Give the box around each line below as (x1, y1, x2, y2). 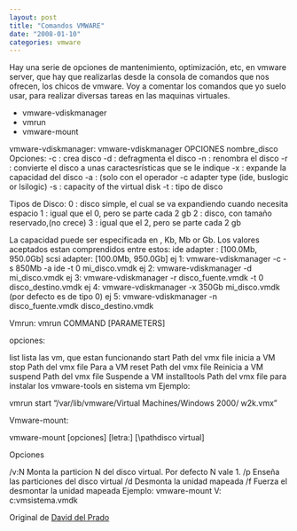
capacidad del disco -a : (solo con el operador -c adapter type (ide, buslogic (9, 172, 289, 183)
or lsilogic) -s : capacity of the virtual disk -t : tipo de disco (9, 181, 223, 192)
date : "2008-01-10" (9, 29, 82, 38)
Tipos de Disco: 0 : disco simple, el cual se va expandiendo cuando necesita (9, 199, 289, 210)
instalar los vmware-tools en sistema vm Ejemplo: (9, 381, 191, 392)
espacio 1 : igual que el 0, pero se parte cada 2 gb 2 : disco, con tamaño (9, 208, 272, 218)
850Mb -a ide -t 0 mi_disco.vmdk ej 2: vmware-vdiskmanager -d (15, 263, 253, 273)
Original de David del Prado (9, 512, 110, 523)
